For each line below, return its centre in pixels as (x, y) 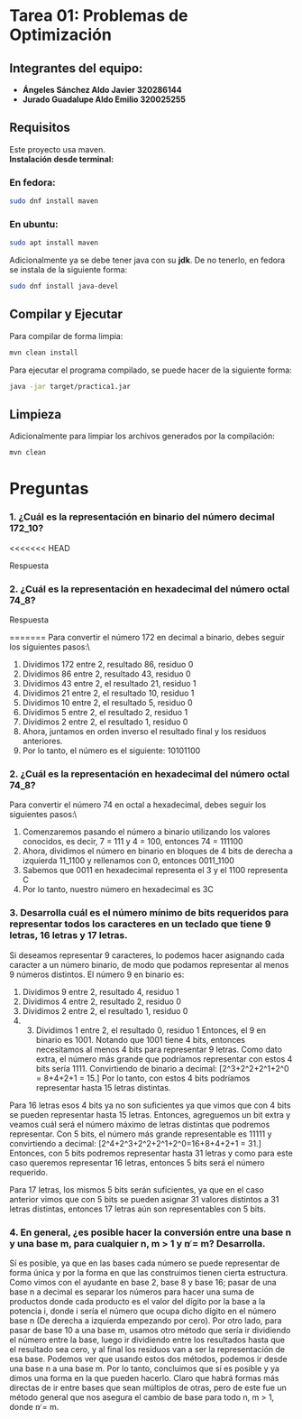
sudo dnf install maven (54, 201)
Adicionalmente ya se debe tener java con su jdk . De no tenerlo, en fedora (147, 260)
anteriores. (42, 742)
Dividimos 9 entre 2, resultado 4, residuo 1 (101, 991)
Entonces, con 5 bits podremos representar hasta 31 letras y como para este (151, 1153)
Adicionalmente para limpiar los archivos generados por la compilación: (142, 436)
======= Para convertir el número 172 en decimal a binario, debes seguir (147, 638)
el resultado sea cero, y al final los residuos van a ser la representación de (147, 1349)
